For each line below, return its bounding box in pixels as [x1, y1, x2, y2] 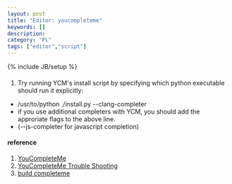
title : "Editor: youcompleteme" [7, 17, 102, 24]
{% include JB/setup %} [7, 63, 78, 70]
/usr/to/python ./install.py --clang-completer [17, 99, 147, 108]
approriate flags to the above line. [17, 114, 116, 123]
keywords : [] [7, 23, 46, 30]
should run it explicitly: [17, 86, 83, 94]
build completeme [17, 168, 71, 177]
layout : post [7, 10, 46, 18]
